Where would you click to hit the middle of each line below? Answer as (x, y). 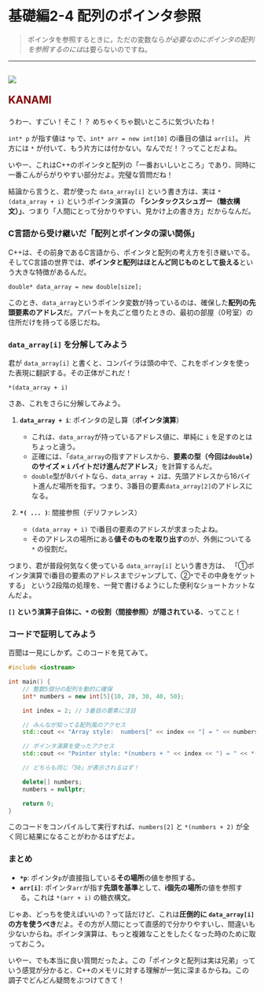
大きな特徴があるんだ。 (53, 271)
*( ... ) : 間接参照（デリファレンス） (80, 512)
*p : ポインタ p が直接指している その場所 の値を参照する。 (109, 877)
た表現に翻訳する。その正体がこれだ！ (70, 372)
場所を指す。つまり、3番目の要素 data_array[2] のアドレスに (156, 485)
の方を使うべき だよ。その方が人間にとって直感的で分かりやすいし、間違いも (132, 924)
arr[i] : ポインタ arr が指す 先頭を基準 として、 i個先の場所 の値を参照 (127, 887)
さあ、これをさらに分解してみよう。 (66, 403)
